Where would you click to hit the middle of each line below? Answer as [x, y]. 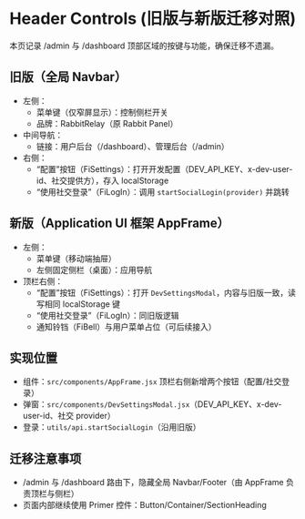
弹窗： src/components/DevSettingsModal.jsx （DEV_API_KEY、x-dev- [152, 404]
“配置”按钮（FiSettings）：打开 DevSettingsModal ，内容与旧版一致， [162, 292]
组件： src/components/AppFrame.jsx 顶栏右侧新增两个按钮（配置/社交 [152, 382]
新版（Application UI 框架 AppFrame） [120, 224]
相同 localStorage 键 [82, 304]
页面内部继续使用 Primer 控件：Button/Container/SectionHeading [144, 505]
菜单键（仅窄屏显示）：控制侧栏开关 [102, 112]
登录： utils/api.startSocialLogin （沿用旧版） [112, 427]
